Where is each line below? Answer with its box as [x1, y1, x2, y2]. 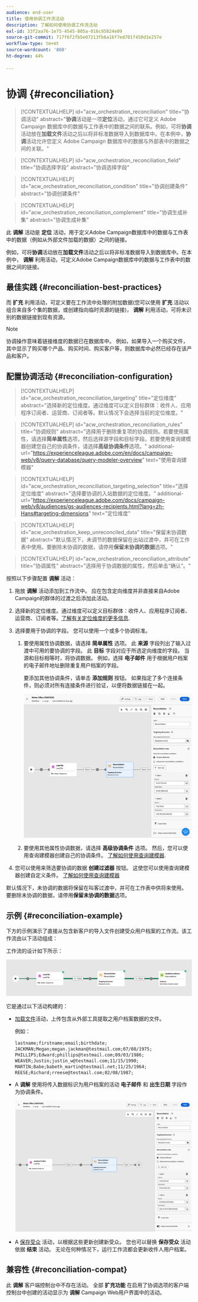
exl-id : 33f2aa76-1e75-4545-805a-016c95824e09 [6, 28, 123, 34]
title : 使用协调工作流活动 [6, 15, 65, 22]
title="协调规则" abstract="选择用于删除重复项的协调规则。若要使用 [20, 428, 184, 435]
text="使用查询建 [146, 456, 187, 463]
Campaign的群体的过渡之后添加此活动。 [14, 595, 112, 602]
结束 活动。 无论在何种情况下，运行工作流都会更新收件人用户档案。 [26, 1245, 190, 1252]
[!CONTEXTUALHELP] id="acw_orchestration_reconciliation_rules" [20, 421, 183, 428]
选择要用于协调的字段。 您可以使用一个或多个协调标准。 [14, 627, 151, 634]
